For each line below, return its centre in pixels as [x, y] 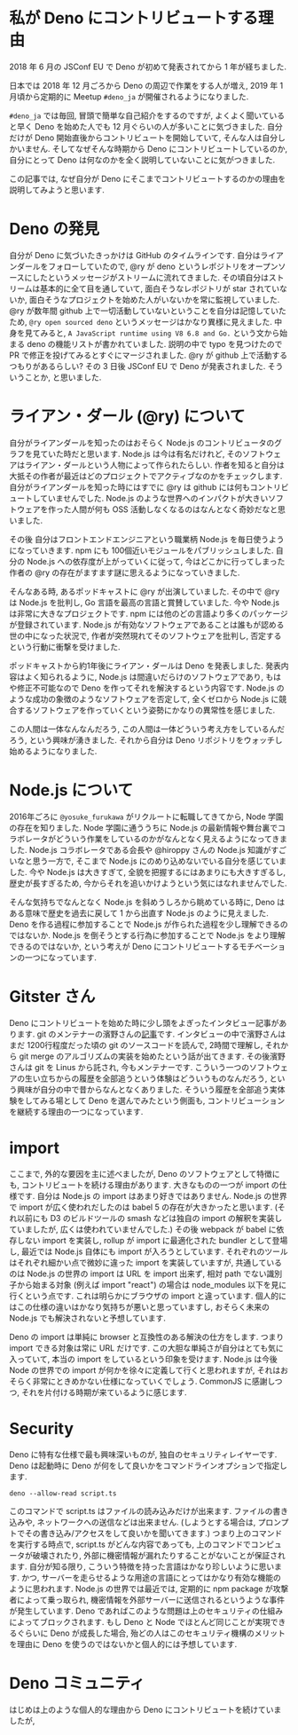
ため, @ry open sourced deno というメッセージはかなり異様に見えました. [141, 321]
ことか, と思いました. [63, 377]
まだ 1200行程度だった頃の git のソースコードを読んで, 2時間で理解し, [136, 1045]
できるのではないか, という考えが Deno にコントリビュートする [124, 946]
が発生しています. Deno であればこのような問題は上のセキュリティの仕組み [146, 1611]
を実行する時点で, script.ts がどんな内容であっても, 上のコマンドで [130, 1544]
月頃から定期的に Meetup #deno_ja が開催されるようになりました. [129, 96]
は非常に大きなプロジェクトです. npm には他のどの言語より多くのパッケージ [149, 613]
